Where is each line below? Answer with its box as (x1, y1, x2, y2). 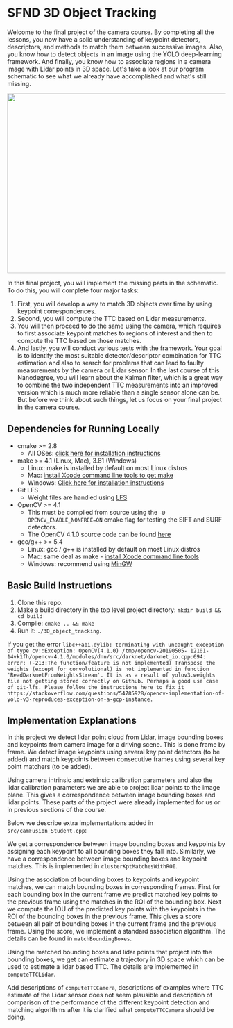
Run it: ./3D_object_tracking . (17, 627, 102, 635)
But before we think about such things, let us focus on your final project (17, 395, 222, 404)
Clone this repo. (17, 598, 63, 606)
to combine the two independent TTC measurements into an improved (17, 381, 218, 389)
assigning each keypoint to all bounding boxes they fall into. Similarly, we (7, 847, 216, 856)
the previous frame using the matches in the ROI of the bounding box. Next (7, 897, 222, 906)
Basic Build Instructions (7, 580, 112, 592)
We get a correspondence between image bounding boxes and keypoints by (7, 840, 225, 848)
